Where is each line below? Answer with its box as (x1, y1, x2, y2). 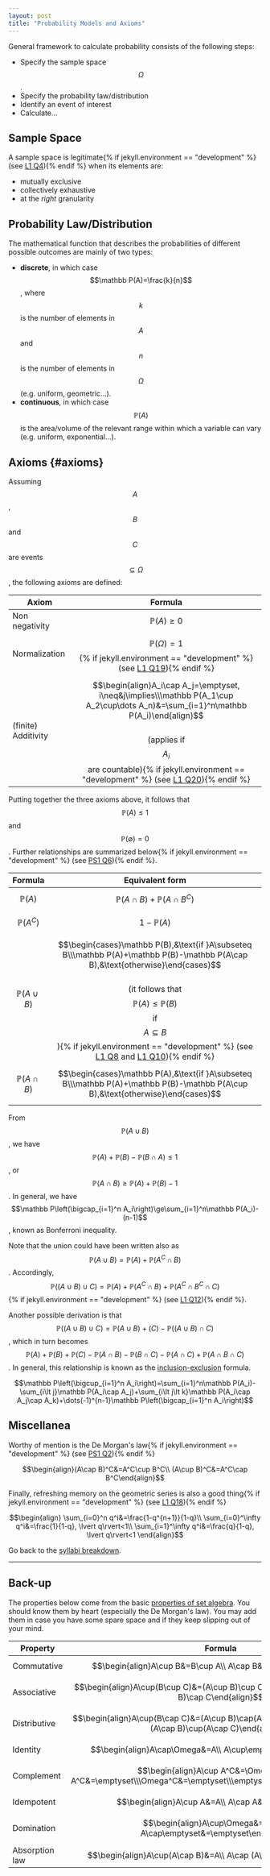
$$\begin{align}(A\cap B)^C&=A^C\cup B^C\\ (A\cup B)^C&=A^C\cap (22, 1464, 248, 1474)
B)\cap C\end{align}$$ (178, 1691, 264, 1703)
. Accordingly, (8, 1268, 55, 1277)
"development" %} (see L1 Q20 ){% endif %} (81, 774, 251, 786)
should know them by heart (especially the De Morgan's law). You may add (8, 1606, 257, 1616)
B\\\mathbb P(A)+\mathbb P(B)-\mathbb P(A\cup (62, 1077, 248, 1089)
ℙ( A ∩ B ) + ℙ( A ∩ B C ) (115, 892, 194, 905)
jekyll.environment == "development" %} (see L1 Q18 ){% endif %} (8, 1496, 227, 1507)
